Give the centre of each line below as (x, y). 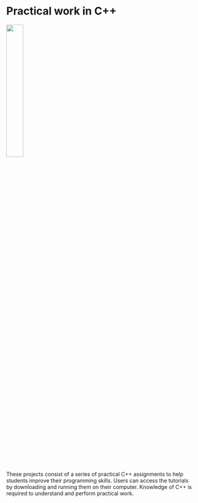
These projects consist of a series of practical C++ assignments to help (95, 474)
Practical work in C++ (61, 11)
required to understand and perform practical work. (70, 493)
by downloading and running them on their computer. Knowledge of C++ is (99, 487)
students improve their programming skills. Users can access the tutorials (97, 480)
